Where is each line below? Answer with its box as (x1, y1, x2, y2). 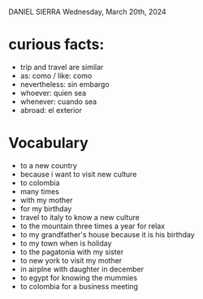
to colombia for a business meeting (19, 281, 139, 291)
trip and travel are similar (19, 62, 104, 71)
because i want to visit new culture (19, 169, 137, 179)
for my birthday (19, 203, 72, 214)
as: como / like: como (19, 71, 93, 80)
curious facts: (8, 36, 105, 54)
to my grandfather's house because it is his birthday (19, 229, 195, 239)
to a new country (19, 160, 77, 170)
